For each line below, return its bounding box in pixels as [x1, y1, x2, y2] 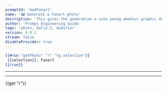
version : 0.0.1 [5, 30, 37, 35]
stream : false [5, 35, 35, 40]
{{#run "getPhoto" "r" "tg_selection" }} [5, 53, 90, 58]
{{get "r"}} [5, 80, 26, 87]
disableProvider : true [5, 40, 52, 45]
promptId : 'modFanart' [5, 7, 52, 12]
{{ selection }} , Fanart [7, 57, 55, 62]
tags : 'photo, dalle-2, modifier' [5, 26, 77, 31]
